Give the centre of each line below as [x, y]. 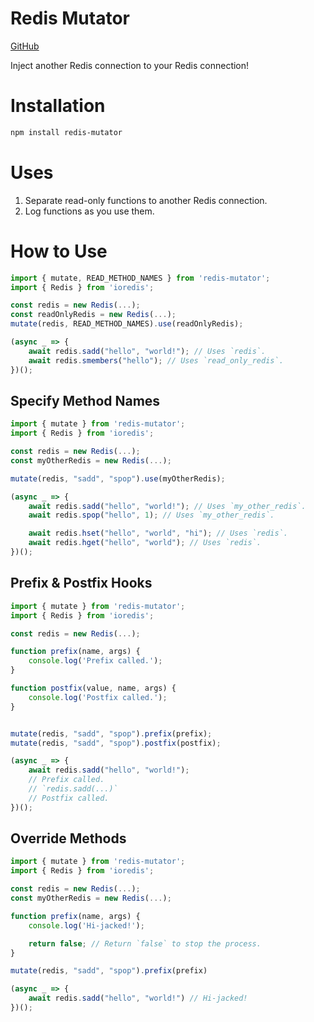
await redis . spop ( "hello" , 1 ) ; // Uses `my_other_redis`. [151, 515]
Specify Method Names [85, 400]
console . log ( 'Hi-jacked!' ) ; [86, 925]
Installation [58, 106]
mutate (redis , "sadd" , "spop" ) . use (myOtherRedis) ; [118, 478]
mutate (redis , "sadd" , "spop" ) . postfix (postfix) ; [116, 743]
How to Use [59, 251]
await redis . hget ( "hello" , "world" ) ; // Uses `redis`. [145, 543]
